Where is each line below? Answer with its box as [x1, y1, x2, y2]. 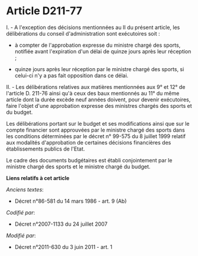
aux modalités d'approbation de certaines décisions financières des [6, 139, 171, 146]
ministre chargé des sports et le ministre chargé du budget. [6, 163, 151, 170]
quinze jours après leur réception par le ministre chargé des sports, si [14, 65, 184, 72]
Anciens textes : [6, 185, 44, 193]
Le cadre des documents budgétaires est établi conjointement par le [6, 156, 173, 164]
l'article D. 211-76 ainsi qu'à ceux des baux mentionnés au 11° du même [6, 89, 180, 97]
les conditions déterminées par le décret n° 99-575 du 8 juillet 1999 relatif [6, 132, 186, 140]
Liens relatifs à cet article [6, 174, 70, 181]
